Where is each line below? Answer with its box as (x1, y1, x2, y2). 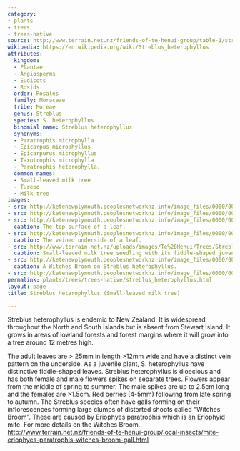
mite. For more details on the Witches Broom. (7, 420, 141, 429)
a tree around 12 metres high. (7, 338, 94, 347)
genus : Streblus (14, 110, 62, 117)
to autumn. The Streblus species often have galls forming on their (7, 397, 200, 406)
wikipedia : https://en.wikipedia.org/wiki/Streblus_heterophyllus (7, 44, 209, 51)
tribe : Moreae (14, 104, 56, 111)
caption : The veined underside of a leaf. (14, 237, 142, 244)
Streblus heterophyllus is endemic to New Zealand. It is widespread (7, 315, 206, 324)
